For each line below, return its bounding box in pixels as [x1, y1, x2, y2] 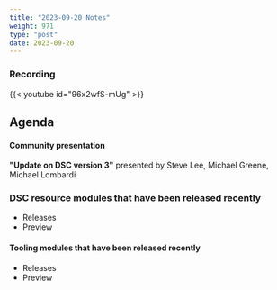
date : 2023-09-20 [9, 38, 75, 48]
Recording [9, 68, 56, 81]
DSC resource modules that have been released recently [9, 192, 262, 204]
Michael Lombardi [9, 169, 76, 180]
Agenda [9, 114, 55, 130]
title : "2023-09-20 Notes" [9, 13, 111, 23]
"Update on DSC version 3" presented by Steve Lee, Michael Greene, [9, 159, 270, 171]
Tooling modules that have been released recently [9, 242, 201, 253]
